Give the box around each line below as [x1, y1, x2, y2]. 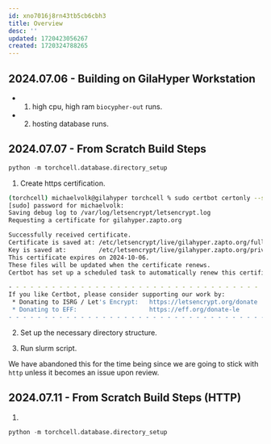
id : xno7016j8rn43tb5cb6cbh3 [8, 11, 106, 20]
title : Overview [8, 19, 63, 27]
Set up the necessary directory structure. [19, 328, 157, 337]
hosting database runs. [31, 119, 109, 128]
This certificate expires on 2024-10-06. [8, 253, 150, 262]
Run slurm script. [19, 343, 77, 353]
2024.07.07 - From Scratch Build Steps [8, 142, 207, 156]
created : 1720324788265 [8, 42, 89, 50]
